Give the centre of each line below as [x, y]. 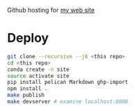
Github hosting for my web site [51, 10]
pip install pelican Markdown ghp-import [68, 83]
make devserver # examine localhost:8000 [68, 102]
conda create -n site [38, 69]
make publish [26, 95]
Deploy [28, 38]
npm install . [28, 89]
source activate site [38, 76]
